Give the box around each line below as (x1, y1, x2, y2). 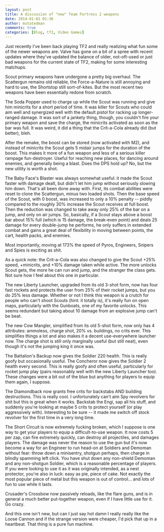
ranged (5, 115, 20, 120)
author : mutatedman (5, 21, 45, 26)
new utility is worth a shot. (5, 166, 58, 172)
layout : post (5, 7, 32, 12)
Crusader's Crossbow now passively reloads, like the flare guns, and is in (5, 491, 153, 497)
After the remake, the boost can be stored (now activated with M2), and (5, 140, 150, 145)
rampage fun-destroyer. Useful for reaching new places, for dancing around (5, 155, 159, 161)
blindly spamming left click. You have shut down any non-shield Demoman (5, 456, 156, 461)
